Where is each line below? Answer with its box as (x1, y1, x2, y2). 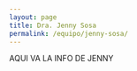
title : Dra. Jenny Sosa (9, 21, 97, 30)
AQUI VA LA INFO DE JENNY (9, 53, 114, 64)
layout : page (9, 12, 57, 22)
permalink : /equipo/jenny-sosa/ (9, 29, 128, 38)
